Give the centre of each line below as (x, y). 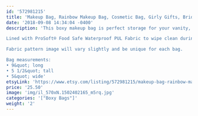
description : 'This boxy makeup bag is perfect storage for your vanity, (99, 28)
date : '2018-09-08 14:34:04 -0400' (50, 22)
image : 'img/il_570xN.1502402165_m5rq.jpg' (60, 93)
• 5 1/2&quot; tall (30, 71)
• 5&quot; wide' (26, 76)
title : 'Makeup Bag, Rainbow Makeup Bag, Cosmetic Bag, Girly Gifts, (93, 17)
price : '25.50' (25, 87)
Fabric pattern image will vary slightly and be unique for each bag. (95, 49)
